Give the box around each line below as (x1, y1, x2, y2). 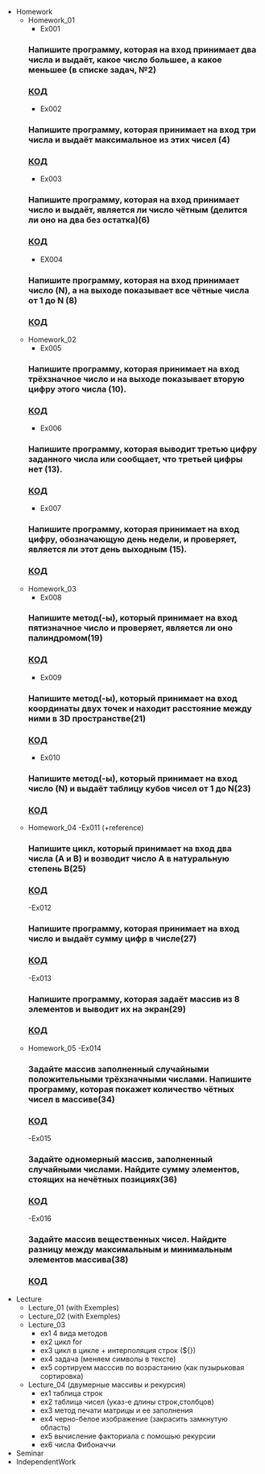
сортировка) (39, 1371, 84, 1381)
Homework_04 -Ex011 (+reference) (27, 823, 144, 832)
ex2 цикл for (39, 1337, 83, 1347)
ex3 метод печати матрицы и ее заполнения (39, 1405, 193, 1415)
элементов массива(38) (27, 1254, 129, 1265)
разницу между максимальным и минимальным (27, 1244, 233, 1256)
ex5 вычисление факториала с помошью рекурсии (39, 1430, 216, 1441)
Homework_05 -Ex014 (27, 1043, 102, 1053)
